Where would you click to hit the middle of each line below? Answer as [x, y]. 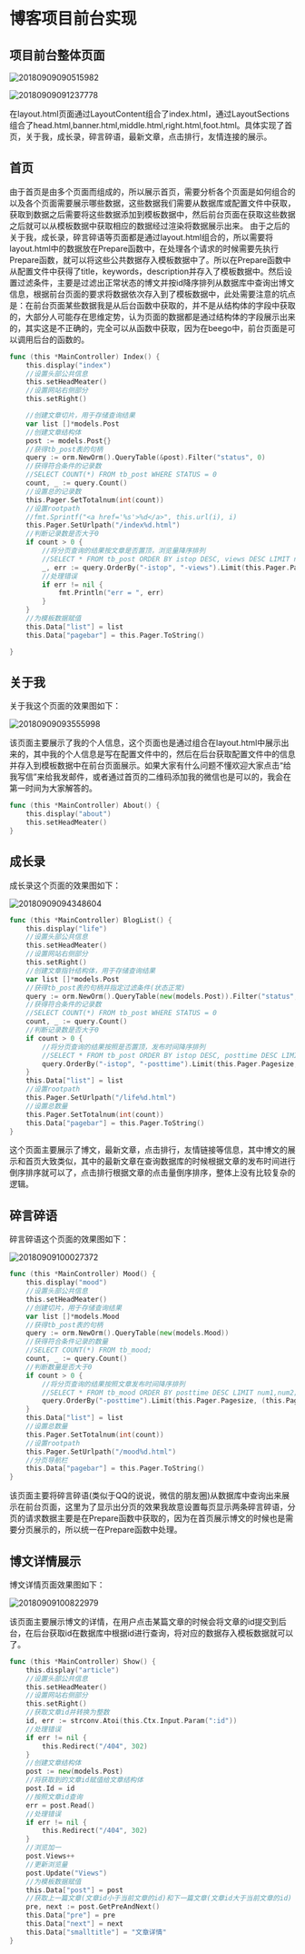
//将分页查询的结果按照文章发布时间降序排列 [114, 1384]
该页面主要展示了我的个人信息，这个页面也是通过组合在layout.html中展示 [145, 743]
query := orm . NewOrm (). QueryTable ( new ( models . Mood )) [128, 1334]
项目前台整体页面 [57, 55]
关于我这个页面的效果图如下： [65, 706]
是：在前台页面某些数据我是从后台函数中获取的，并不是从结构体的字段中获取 [152, 305]
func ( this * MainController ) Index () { [85, 357]
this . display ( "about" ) [69, 814]
